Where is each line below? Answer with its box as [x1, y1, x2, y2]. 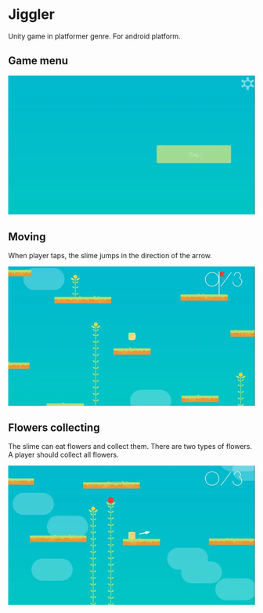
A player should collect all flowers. [8, 450, 119, 460]
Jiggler [8, 5, 56, 24]
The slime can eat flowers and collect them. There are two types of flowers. [8, 442, 253, 451]
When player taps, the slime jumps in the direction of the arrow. [8, 251, 213, 261]
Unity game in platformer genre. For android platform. [8, 31, 182, 41]
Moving [8, 230, 46, 243]
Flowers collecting [8, 421, 100, 434]
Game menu [8, 54, 69, 68]
